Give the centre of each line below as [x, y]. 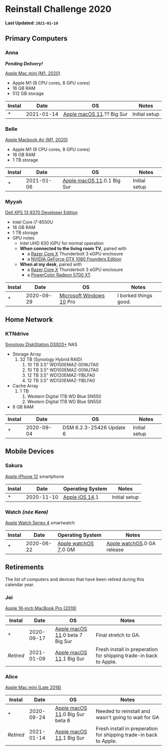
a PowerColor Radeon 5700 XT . [59, 275]
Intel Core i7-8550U [33, 222]
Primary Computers [36, 39]
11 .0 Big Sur [70, 714]
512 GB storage [28, 93]
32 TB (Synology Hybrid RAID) [51, 359]
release [115, 549]
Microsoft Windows [82, 296]
